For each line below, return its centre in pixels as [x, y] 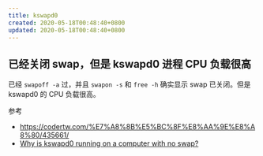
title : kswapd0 [33, 15]
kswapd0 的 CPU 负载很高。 [54, 95]
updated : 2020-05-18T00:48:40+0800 [67, 30]
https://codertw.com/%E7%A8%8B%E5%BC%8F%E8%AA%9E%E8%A [137, 127]
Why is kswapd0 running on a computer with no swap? [109, 143]
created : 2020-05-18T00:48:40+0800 [67, 23]
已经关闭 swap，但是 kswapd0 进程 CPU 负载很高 [130, 64]
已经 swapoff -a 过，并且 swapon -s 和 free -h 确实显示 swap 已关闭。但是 [130, 84]
